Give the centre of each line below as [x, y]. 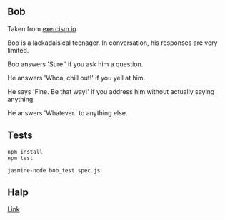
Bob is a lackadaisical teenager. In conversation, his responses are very [112, 43]
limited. [18, 50]
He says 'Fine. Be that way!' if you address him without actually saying [111, 91]
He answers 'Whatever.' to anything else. [67, 112]
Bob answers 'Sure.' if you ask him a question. [75, 64]
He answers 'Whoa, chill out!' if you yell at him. [76, 78]
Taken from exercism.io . [43, 28]
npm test [20, 158]
